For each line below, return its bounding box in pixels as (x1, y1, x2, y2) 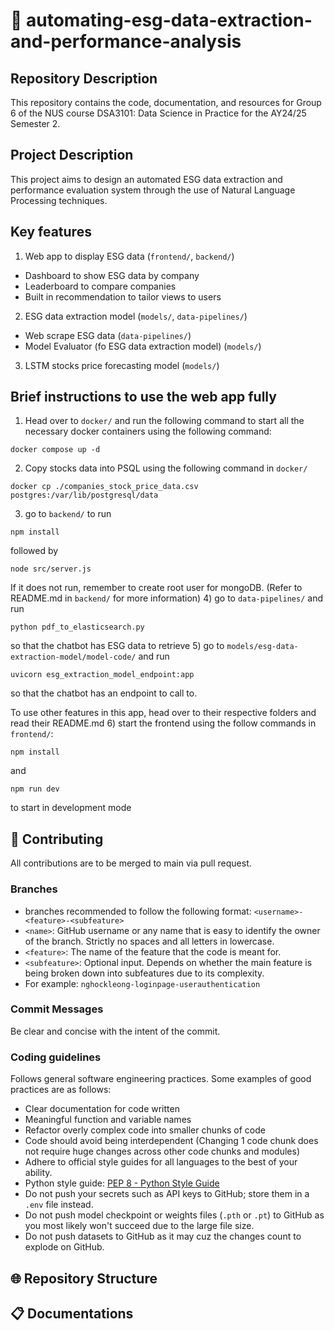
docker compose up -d (10, 445, 101, 455)
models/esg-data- (226, 642, 299, 652)
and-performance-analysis (10, 30, 242, 53)
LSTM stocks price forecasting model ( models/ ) (24, 359, 220, 371)
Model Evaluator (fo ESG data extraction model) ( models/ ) (24, 340, 262, 352)
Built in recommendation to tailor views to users (24, 290, 222, 303)
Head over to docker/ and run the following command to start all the (24, 415, 305, 427)
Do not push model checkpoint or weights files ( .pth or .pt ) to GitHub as (24, 1209, 325, 1221)
